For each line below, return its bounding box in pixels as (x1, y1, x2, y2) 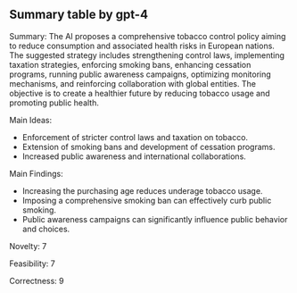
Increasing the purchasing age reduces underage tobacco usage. (21, 185, 263, 196)
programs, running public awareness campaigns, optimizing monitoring (9, 69, 272, 80)
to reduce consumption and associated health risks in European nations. (9, 40, 275, 51)
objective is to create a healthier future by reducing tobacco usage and (9, 88, 270, 98)
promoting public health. (9, 97, 100, 108)
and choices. (21, 223, 70, 234)
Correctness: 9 (9, 275, 64, 286)
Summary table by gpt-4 (9, 7, 149, 22)
